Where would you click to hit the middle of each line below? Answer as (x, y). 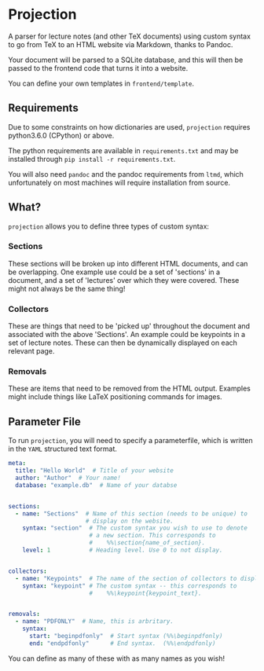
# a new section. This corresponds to (152, 536)
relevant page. (31, 351)
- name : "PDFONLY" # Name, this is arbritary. (95, 621)
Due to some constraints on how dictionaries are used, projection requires (129, 126)
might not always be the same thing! (67, 288)
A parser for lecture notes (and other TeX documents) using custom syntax (130, 36)
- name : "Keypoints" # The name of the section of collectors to (126, 578)
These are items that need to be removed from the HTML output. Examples (130, 389)
